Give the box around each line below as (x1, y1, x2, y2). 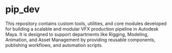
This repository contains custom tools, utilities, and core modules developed (5, 20, 167, 26)
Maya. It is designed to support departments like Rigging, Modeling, (5, 31, 149, 37)
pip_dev (5, 4, 40, 15)
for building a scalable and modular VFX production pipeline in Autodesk (5, 25, 159, 32)
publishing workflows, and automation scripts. (5, 42, 103, 48)
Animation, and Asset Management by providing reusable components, (5, 37, 156, 43)
